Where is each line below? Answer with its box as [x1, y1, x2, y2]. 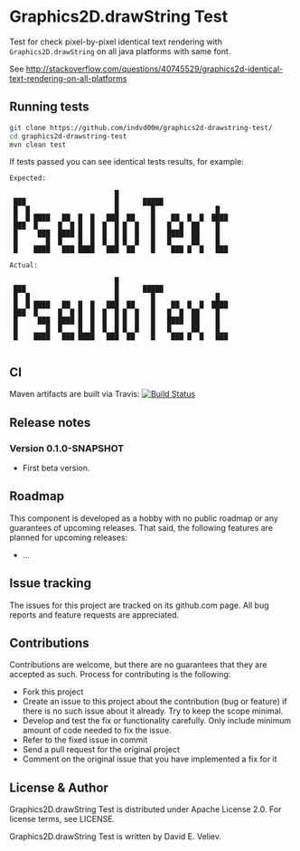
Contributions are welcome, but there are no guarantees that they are [9, 659, 267, 670]
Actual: [9, 260, 39, 270]
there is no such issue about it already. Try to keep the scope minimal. [22, 705, 284, 716]
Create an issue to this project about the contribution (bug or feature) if [22, 696, 287, 707]
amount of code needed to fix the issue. [22, 725, 172, 736]
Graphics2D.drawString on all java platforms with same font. [9, 45, 231, 56]
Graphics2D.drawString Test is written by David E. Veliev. [9, 831, 222, 842]
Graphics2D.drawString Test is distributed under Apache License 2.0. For [9, 804, 282, 815]
